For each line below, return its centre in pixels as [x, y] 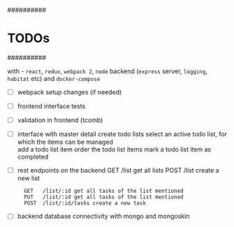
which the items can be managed [65, 142]
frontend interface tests [51, 106]
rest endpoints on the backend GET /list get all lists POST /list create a [118, 170]
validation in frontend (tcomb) [60, 120]
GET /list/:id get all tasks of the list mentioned [104, 191]
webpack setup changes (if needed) [70, 92]
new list [29, 178]
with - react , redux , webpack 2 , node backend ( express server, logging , [107, 71]
